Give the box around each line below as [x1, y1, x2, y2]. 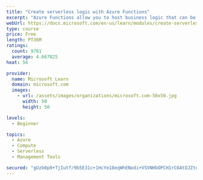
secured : [6, 164, 28, 171]
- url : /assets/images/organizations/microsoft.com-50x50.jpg [17, 93, 177, 99]
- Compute [11, 143, 36, 149]
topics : [6, 131, 26, 138]
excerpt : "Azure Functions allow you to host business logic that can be [6, 14, 196, 21]
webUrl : [6, 20, 26, 26]
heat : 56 [6, 59, 28, 65]
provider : [6, 70, 31, 76]
